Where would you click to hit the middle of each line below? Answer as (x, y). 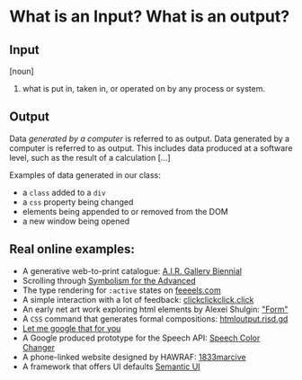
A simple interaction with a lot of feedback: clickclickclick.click (138, 299)
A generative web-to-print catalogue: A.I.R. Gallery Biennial (132, 270)
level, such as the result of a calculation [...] (90, 157)
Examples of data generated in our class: (85, 175)
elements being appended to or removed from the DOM (125, 211)
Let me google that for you (71, 328)
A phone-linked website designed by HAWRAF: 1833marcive (134, 357)
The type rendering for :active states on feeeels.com (122, 290)
